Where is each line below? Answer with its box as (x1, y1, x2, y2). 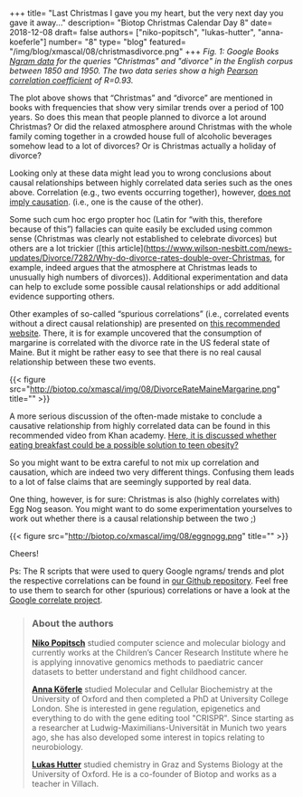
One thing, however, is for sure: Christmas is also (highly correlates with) (9, 494, 280, 505)
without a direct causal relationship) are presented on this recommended (9, 318, 280, 328)
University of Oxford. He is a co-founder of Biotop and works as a (31, 769, 278, 780)
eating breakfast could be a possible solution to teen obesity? (9, 440, 239, 451)
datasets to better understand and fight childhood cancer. (31, 667, 247, 678)
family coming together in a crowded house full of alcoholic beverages (9, 131, 273, 141)
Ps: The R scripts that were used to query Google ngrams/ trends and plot (9, 565, 285, 576)
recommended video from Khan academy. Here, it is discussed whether (9, 430, 278, 441)
